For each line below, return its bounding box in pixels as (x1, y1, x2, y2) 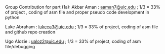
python (5, 15, 20, 20)
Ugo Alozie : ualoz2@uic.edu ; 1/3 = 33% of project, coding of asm (5, 38, 141, 44)
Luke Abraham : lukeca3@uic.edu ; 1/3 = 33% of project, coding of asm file (5, 24, 158, 30)
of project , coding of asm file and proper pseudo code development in (5, 9, 150, 15)
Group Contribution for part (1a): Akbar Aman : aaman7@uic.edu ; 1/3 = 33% (5, 4, 161, 10)
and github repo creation (5, 29, 56, 35)
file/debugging (5, 44, 36, 49)
